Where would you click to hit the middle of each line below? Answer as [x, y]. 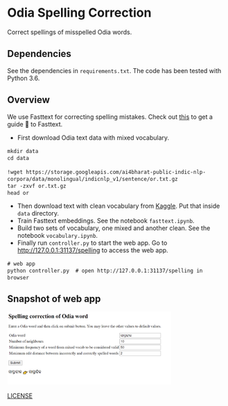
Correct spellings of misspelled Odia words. [70, 32]
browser [18, 277]
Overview [29, 100]
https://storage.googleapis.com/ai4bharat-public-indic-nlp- [116, 172]
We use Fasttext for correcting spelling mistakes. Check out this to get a [110, 117]
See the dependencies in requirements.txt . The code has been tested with [114, 70]
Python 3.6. [24, 78]
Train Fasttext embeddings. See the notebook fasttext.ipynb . [106, 220]
